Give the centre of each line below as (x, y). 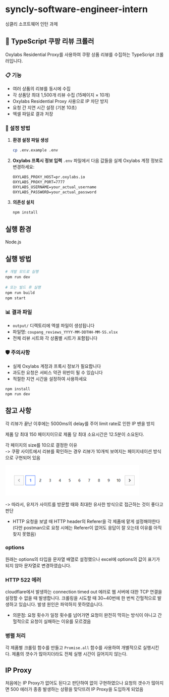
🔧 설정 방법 (18, 128)
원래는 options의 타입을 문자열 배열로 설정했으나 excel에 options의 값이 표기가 (83, 559)
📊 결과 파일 (19, 312)
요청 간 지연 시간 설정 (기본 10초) (45, 108)
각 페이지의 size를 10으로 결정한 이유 (41, 445)
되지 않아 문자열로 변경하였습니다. (38, 565)
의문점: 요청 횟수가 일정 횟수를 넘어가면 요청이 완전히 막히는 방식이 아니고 (84, 615)
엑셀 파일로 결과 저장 (33, 114)
